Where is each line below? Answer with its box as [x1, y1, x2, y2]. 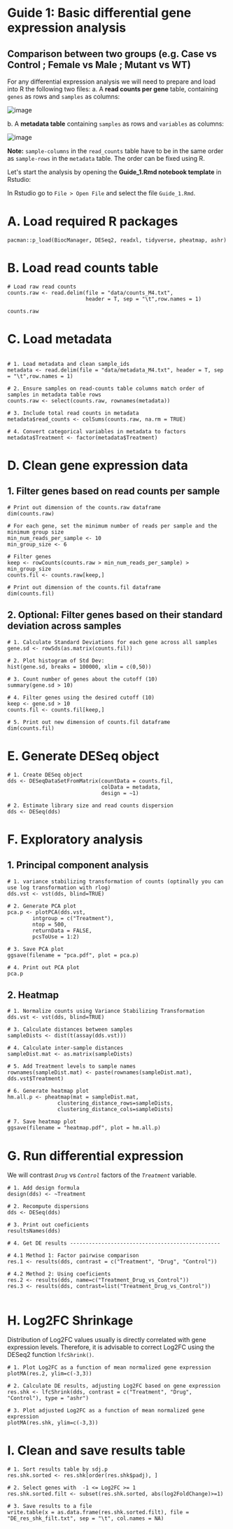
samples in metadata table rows [7, 391, 101, 398]
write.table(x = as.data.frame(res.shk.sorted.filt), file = [7, 1509, 190, 1516]
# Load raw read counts [7, 283, 77, 290]
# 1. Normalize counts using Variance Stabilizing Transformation [7, 1008, 205, 1015]
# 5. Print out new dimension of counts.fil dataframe [7, 718, 171, 726]
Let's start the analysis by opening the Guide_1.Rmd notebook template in [7, 168, 222, 176]
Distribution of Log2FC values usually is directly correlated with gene [7, 1336, 206, 1344]
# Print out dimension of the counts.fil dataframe [7, 584, 161, 591]
